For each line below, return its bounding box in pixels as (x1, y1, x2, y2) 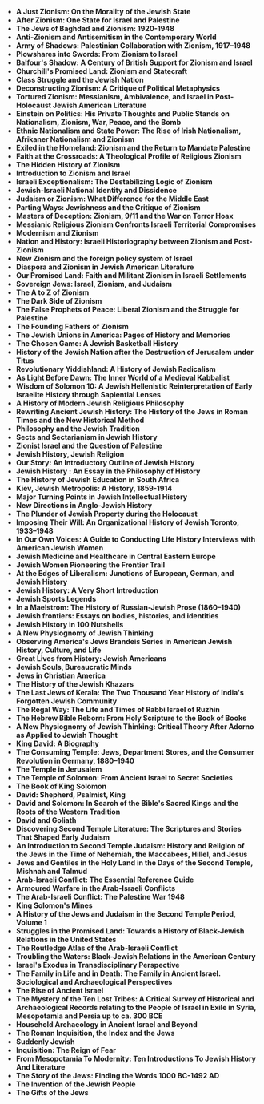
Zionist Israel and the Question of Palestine (15, 441, 162, 450)
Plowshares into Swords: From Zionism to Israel (15, 50, 178, 58)
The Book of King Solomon (15, 781, 106, 791)
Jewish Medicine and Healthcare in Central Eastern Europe (15, 552, 216, 561)
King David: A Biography (15, 739, 100, 748)
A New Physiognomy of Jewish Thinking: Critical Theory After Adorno (15, 722, 254, 731)
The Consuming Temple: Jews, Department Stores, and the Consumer (15, 747, 254, 756)
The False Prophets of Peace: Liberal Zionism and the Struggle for (15, 304, 240, 314)
